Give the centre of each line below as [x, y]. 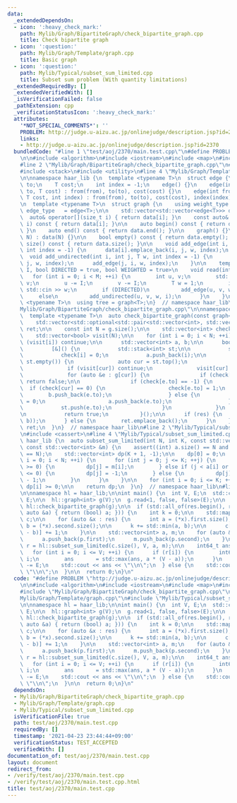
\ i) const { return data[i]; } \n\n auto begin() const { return [123, 224]
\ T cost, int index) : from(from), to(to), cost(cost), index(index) [126, 198]
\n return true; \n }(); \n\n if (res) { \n [121, 415]
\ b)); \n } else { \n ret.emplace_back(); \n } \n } [126, 421]
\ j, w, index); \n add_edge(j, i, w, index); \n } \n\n [113, 263]
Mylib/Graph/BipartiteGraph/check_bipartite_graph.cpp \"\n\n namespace [126, 309]
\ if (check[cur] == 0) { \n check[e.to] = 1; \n [123, 388]
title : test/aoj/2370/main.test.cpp [61, 789]
